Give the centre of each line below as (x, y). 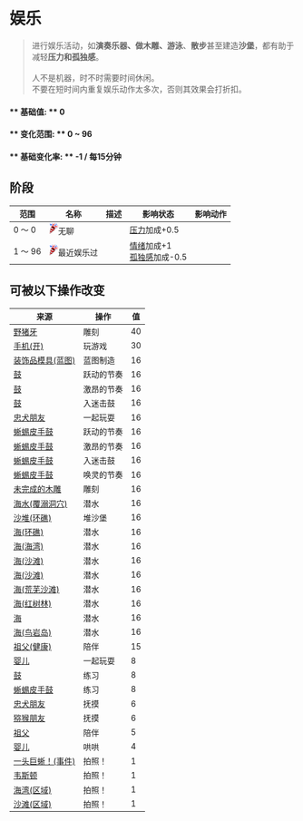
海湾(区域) (32, 789)
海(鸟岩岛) (32, 632)
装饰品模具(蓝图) (44, 360)
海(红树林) (32, 603)
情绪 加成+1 (151, 245)
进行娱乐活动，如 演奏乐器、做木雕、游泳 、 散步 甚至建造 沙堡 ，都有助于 (163, 45)
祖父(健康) (32, 647)
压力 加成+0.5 (154, 230)
